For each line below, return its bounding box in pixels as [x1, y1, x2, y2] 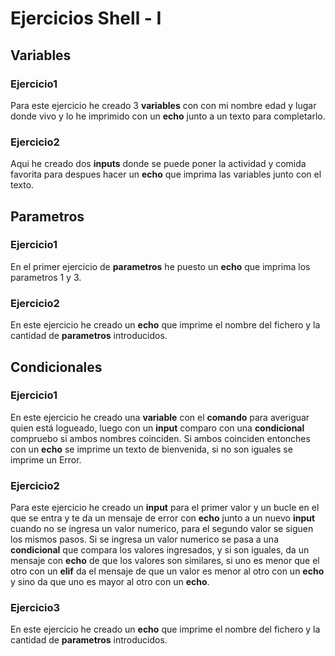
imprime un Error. [10, 453, 82, 466]
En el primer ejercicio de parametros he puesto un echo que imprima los [10, 260, 311, 272]
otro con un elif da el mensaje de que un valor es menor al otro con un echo [10, 565, 325, 577]
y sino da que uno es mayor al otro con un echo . [10, 576, 210, 588]
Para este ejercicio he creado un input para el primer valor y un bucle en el [10, 502, 320, 514]
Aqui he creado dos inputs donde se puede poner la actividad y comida [10, 158, 307, 170]
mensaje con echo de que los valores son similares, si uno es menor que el [10, 555, 320, 567]
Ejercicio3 [10, 601, 61, 615]
